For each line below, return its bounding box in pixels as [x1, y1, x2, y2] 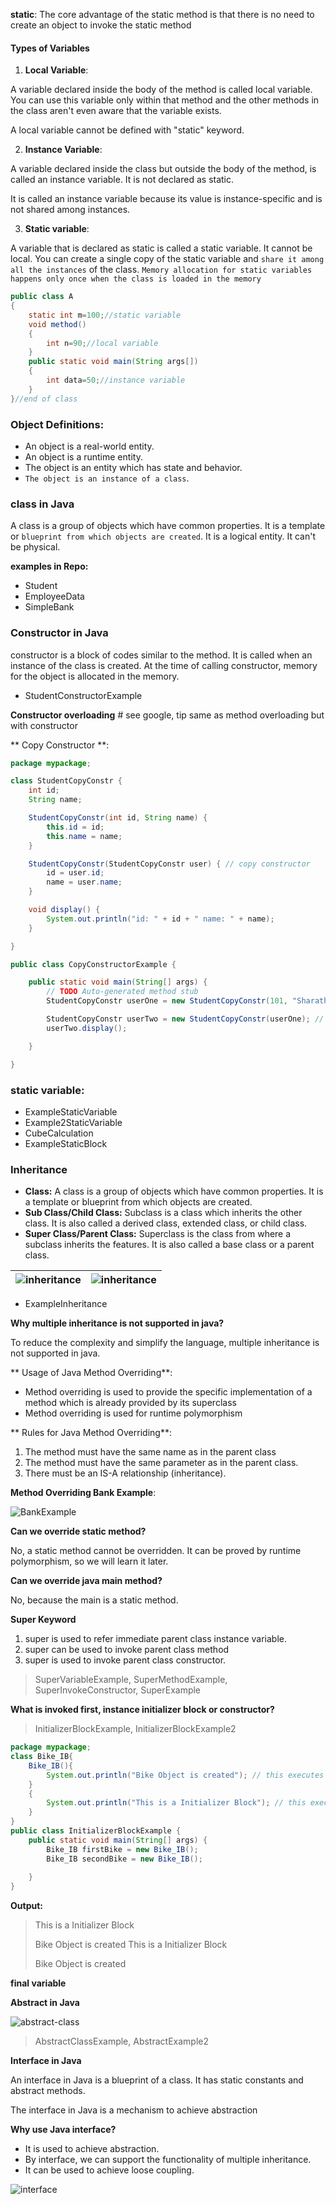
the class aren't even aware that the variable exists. [10, 105, 222, 117]
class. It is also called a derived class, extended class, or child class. [24, 1217, 308, 1229]
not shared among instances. [10, 204, 131, 216]
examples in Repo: [10, 560, 89, 573]
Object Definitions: [10, 417, 105, 431]
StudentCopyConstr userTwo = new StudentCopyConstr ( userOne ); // [46, 1014, 325, 1024]
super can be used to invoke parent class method [24, 1644, 230, 1656]
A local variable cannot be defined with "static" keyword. [10, 124, 245, 136]
